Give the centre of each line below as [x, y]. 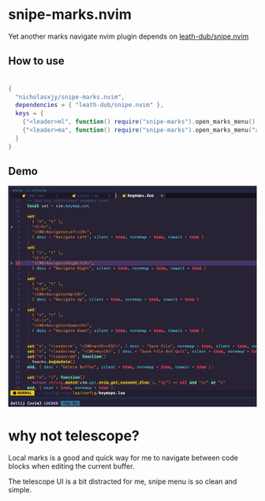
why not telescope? [74, 436]
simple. [20, 490]
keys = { [30, 113]
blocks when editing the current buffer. [71, 466]
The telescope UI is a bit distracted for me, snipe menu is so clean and [123, 481]
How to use [36, 61]
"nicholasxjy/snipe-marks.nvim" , [70, 97]
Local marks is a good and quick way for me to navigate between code [123, 458]
